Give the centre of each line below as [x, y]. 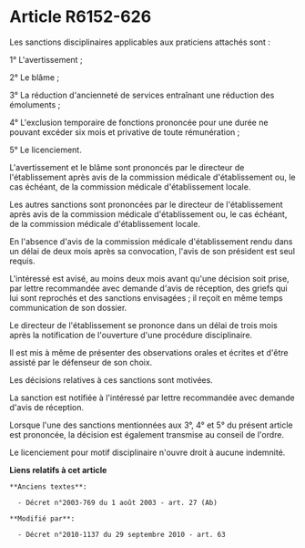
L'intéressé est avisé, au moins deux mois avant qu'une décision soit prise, [149, 278]
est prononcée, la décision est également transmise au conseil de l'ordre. [147, 434]
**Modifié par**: [42, 518]
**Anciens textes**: [49, 486]
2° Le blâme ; [35, 77]
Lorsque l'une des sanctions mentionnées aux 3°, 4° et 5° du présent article [151, 425]
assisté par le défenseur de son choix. [81, 362]
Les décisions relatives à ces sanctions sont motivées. [112, 379]
